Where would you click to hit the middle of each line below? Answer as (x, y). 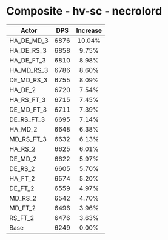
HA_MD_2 (23, 129)
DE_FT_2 (22, 188)
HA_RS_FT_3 (28, 99)
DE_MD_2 (23, 159)
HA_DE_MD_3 (29, 41)
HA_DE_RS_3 (28, 50)
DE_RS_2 (22, 168)
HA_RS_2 (22, 148)
